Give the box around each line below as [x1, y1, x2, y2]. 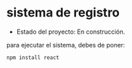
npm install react [6, 54, 59, 61]
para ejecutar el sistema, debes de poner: [6, 41, 125, 49]
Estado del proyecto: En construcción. [16, 27, 126, 36]
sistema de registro [6, 5, 120, 21]
